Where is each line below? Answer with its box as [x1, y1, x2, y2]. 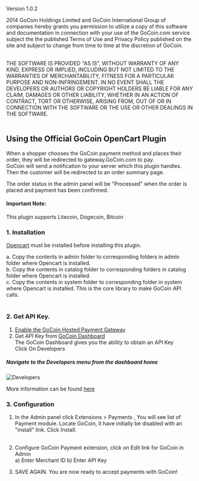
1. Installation [6, 228, 46, 236]
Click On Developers [14, 345, 65, 352]
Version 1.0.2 [6, 5, 38, 12]
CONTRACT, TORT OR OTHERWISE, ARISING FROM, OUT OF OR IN [6, 98, 172, 105]
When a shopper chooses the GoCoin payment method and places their [6, 149, 182, 157]
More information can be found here [6, 385, 95, 392]
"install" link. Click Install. [14, 426, 77, 433]
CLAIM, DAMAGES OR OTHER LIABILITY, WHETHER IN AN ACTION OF [6, 92, 179, 98]
